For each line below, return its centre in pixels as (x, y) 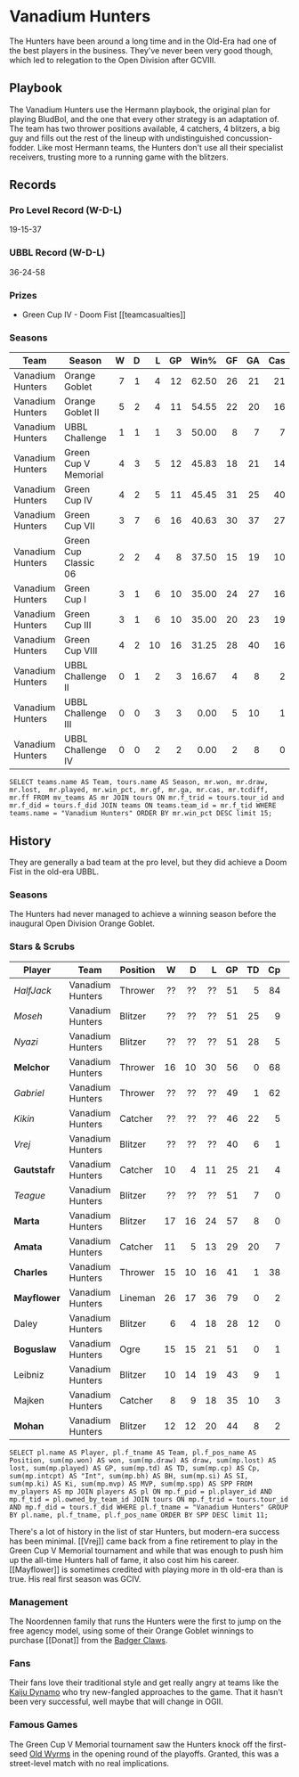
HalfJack (32, 990)
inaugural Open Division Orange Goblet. (82, 923)
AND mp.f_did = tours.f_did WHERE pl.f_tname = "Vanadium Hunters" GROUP (149, 1507)
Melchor (32, 1067)
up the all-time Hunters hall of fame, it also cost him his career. (124, 1560)
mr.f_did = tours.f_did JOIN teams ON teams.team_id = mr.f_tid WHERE (143, 806)
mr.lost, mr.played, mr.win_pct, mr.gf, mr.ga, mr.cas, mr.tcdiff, (139, 790)
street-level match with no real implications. (89, 1763)
